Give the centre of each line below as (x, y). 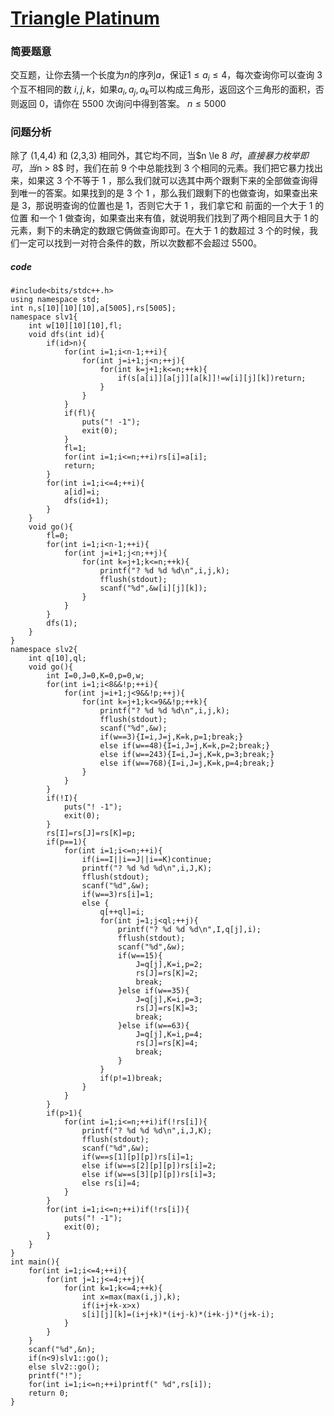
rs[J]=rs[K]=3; (167, 1008)
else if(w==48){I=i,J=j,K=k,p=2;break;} (185, 746)
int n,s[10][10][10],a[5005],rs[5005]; (93, 308)
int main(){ (35, 1262)
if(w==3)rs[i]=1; (118, 895)
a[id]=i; (82, 492)
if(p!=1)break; (131, 1078)
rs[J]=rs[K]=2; (167, 973)
